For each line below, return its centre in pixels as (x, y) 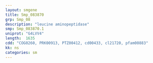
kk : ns (12, 48)
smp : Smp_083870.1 (25, 29)
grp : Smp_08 (18, 19)
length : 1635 (20, 39)
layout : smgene (21, 10)
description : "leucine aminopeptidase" (47, 24)
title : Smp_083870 (25, 15)
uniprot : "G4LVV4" (25, 34)
